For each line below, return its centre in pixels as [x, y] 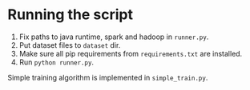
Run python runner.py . [56, 62]
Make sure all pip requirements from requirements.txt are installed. [131, 53]
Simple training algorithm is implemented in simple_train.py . [108, 77]
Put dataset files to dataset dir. [70, 45]
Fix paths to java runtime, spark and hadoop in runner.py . [114, 37]
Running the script [71, 15]
